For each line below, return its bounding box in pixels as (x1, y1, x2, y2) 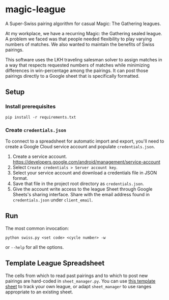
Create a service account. (12, 153, 67, 159)
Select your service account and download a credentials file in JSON (12, 170, 157, 176)
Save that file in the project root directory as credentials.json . (12, 180, 144, 187)
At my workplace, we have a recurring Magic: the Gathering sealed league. (5, 30, 162, 36)
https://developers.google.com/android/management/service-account (12, 158, 160, 165)
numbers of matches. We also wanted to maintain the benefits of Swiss (5, 41, 155, 47)
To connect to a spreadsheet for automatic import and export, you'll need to (5, 138, 164, 144)
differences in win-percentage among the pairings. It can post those (5, 67, 149, 74)
